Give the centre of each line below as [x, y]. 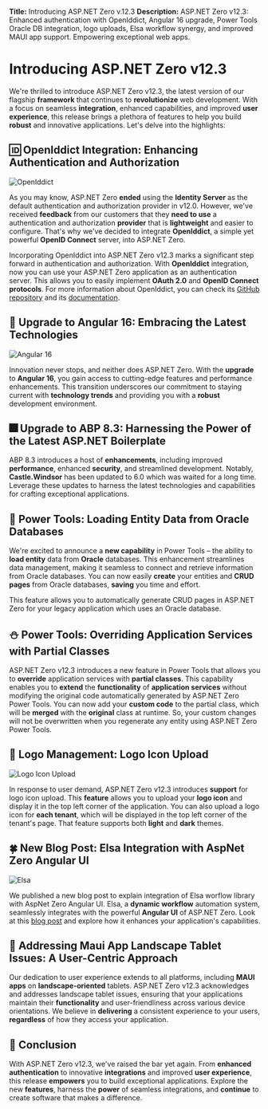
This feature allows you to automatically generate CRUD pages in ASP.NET [132, 600]
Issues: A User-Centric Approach [94, 959]
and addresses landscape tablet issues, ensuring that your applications [126, 994]
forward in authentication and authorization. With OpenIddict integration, [129, 263]
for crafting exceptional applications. [69, 494]
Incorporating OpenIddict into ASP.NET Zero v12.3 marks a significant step [132, 255]
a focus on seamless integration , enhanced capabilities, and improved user [134, 108]
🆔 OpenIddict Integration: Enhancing [104, 150]
